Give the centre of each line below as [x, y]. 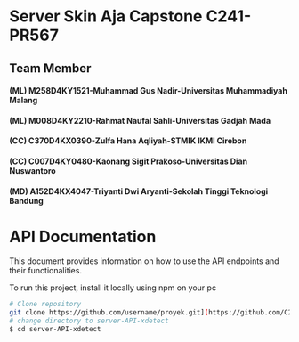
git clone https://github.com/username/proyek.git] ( [109, 313]
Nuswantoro [32, 170]
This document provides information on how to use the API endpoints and [144, 261]
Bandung [27, 200]
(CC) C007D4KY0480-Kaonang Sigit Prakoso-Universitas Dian [129, 161]
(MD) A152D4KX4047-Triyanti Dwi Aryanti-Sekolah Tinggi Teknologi [139, 191]
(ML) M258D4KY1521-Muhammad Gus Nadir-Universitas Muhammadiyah [148, 91]
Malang [24, 101]
